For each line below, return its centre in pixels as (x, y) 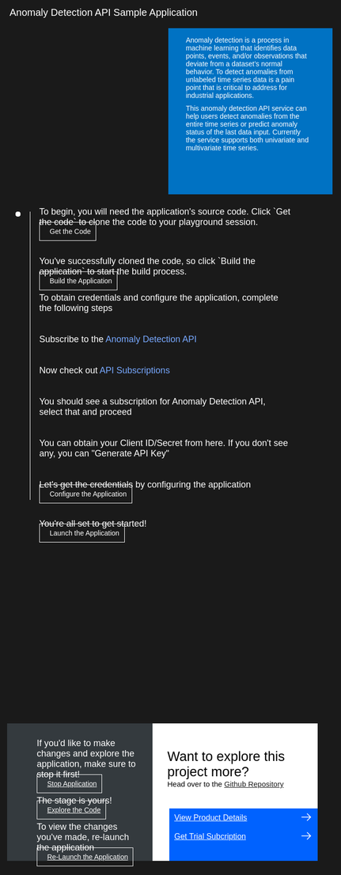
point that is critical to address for (237, 88)
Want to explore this (226, 757)
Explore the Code (74, 810)
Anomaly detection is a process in (237, 40)
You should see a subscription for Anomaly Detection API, (152, 402)
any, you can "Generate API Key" (104, 453)
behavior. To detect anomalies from (239, 72)
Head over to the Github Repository (225, 784)
